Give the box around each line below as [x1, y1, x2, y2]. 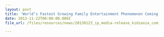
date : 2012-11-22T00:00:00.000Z [5, 16, 71, 21]
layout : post [5, 7, 32, 12]
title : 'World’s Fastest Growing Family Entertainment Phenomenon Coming [5, 12, 159, 16]
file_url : [5, 20, 25, 25]
